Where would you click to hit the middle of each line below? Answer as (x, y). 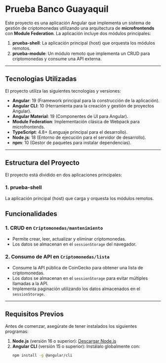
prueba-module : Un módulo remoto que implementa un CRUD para (81, 53)
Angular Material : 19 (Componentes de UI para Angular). (70, 116)
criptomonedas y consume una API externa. (57, 58)
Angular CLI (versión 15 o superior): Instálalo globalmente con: (76, 346)
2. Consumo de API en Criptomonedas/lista (57, 257)
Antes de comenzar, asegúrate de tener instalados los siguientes (71, 326)
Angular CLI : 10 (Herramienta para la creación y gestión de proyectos (83, 105)
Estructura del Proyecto (42, 163)
